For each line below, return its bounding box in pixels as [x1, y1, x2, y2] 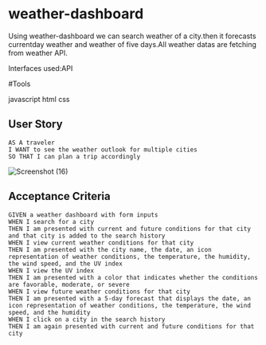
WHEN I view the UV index [8, 266, 94, 275]
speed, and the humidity [8, 308, 91, 316]
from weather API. [8, 48, 68, 57]
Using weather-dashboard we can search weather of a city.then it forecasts [8, 31, 256, 41]
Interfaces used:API [8, 63, 73, 73]
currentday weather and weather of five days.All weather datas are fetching [8, 39, 256, 49]
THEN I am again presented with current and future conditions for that [8, 322, 255, 331]
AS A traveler [8, 139, 56, 147]
